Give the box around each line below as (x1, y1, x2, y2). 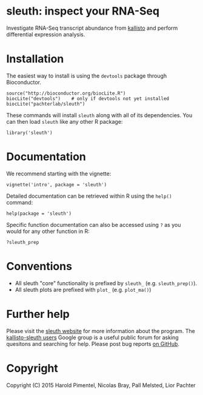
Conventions (6, 260, 73, 273)
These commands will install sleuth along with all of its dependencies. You (6, 111, 193, 119)
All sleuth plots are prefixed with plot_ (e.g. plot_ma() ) (15, 286, 151, 293)
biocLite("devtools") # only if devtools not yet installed (6, 95, 170, 101)
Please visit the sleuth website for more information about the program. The (6, 327, 195, 334)
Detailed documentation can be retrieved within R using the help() (6, 192, 172, 200)
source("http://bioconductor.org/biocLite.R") (6, 90, 126, 96)
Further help (6, 307, 70, 321)
